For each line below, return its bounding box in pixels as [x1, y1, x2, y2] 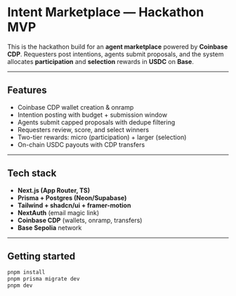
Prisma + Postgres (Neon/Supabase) [17, 193, 127, 202]
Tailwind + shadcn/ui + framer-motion [17, 201, 131, 210]
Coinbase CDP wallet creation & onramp [17, 103, 134, 111]
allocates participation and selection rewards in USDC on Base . [7, 57, 195, 65]
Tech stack [7, 167, 57, 179]
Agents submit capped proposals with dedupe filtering [17, 117, 176, 127]
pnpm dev [7, 282, 33, 289]
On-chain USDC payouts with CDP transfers [17, 140, 145, 148]
